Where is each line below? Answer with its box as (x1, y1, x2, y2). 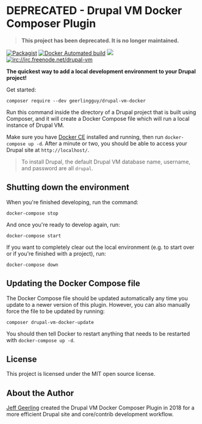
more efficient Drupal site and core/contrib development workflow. (6, 411, 174, 418)
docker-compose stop (6, 210, 59, 217)
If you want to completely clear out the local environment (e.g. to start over (6, 243, 195, 251)
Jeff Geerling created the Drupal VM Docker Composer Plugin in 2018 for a (6, 404, 195, 412)
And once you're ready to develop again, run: (6, 221, 120, 228)
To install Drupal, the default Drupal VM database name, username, (21, 158, 191, 165)
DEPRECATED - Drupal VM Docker (6, 4, 182, 18)
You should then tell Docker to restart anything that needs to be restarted (6, 330, 190, 337)
